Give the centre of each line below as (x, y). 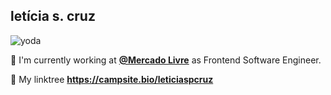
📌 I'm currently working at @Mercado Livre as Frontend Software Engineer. (166, 60)
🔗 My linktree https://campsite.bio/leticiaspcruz (112, 79)
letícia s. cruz (53, 16)
